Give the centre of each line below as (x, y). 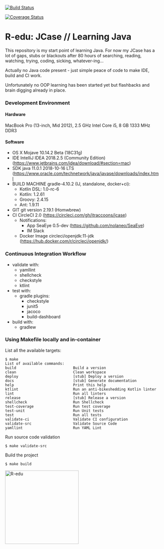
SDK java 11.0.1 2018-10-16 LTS (43, 168)
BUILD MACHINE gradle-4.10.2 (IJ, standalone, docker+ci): (71, 184)
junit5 (32, 306)
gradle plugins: (35, 296)
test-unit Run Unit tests (55, 411)
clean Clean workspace (56, 372)
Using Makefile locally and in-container (53, 339)
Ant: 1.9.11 (29, 205)
